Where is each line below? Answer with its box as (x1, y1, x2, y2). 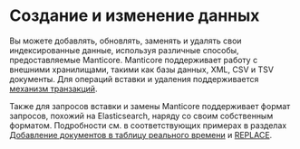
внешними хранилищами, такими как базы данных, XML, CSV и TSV (9, 64, 275, 75)
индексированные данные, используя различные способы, (9, 44, 239, 55)
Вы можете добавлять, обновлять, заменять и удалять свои (9, 35, 242, 46)
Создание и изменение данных (9, 5, 260, 26)
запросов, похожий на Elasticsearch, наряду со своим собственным (9, 110, 274, 121)
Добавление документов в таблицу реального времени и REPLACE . (9, 129, 273, 140)
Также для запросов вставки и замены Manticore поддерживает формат (9, 100, 291, 111)
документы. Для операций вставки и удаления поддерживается (9, 73, 259, 84)
